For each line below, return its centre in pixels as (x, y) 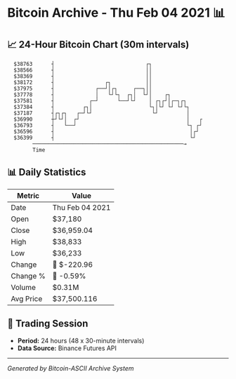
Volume (24, 287)
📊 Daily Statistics (47, 172)
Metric (28, 195)
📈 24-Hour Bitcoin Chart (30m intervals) (98, 45)
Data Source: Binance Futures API (67, 348)
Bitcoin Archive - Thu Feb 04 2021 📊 (117, 13)
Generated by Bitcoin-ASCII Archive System (71, 368)
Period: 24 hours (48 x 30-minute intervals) (81, 340)
